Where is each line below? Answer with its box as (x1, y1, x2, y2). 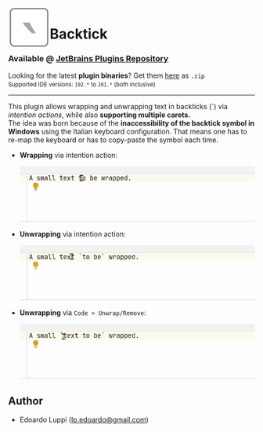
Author (8, 394, 43, 408)
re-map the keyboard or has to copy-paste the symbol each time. (8, 135, 219, 145)
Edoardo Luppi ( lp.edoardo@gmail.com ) (19, 415, 149, 425)
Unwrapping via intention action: (19, 229, 126, 239)
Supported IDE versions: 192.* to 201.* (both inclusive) (8, 81, 156, 89)
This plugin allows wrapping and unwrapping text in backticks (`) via (8, 102, 229, 112)
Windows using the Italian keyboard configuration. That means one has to (8, 127, 248, 137)
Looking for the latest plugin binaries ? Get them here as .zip (8, 71, 205, 80)
